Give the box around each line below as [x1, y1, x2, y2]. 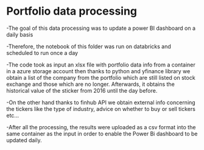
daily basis [6, 30, 33, 38]
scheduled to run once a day [6, 49, 78, 56]
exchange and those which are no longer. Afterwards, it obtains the [6, 80, 175, 88]
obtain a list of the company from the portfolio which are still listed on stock [6, 74, 196, 81]
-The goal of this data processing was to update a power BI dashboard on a [6, 24, 196, 32]
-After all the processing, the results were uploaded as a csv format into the [6, 123, 196, 130]
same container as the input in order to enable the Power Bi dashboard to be [6, 130, 198, 137]
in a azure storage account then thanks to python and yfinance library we [6, 67, 191, 74]
